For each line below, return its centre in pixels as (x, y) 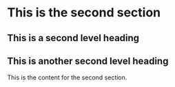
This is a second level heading (73, 38)
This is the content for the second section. (67, 77)
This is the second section (84, 13)
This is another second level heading (88, 61)
